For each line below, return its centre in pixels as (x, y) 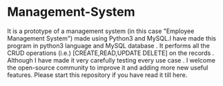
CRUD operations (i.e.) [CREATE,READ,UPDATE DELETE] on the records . (111, 53)
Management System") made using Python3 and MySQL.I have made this (111, 38)
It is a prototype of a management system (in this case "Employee (101, 31)
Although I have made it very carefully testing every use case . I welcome (111, 60)
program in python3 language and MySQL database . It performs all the (109, 45)
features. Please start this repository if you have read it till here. (97, 75)
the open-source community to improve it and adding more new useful (108, 67)
